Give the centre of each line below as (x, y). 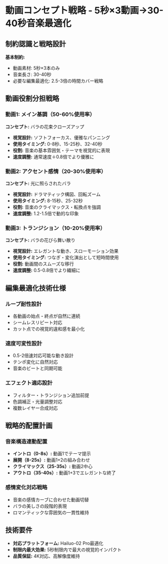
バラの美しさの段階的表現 (40, 506)
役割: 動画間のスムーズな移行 (43, 264)
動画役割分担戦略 (32, 99)
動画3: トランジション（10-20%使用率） (56, 228)
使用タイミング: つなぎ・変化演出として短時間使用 (66, 257)
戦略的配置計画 (29, 425)
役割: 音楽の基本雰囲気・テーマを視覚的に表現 (61, 150)
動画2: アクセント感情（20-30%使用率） (56, 171)
